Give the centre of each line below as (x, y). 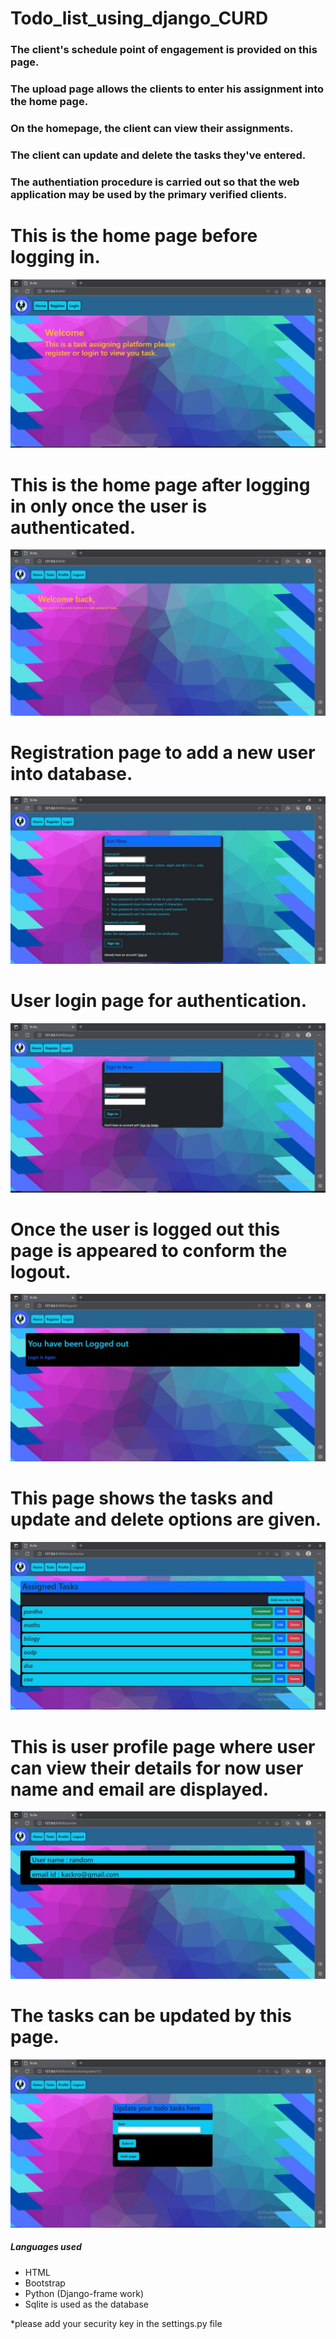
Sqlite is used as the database (86, 2304)
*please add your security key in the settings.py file (116, 2323)
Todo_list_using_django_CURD (139, 18)
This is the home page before (134, 235)
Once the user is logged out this (145, 1229)
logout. (41, 1271)
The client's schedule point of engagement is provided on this (164, 50)
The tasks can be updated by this (151, 2016)
